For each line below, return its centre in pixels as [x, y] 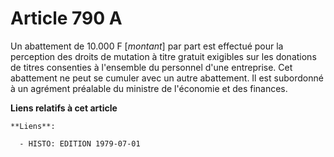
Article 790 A [66, 18]
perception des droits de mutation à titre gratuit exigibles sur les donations [163, 56]
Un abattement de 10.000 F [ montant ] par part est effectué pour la [147, 46]
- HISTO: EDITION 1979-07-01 [80, 143]
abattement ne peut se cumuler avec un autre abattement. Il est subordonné [167, 78]
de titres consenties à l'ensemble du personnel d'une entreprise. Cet [151, 67]
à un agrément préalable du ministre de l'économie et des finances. [149, 88]
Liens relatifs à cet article [64, 108]
